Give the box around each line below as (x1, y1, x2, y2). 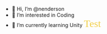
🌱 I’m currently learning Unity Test (11, 18, 101, 29)
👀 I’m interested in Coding (11, 12, 75, 18)
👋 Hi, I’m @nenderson (11, 6, 65, 12)
